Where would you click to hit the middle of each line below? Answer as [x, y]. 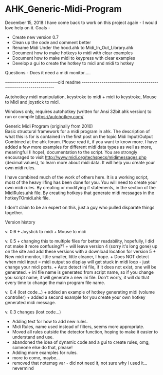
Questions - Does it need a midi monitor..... [48, 72]
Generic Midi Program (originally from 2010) [49, 126]
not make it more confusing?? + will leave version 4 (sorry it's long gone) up [81, 246]
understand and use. [33, 337]
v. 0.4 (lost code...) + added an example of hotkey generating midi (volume [80, 292]
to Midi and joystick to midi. [33, 102]
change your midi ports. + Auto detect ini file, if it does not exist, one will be [81, 267]
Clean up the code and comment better [52, 42]
